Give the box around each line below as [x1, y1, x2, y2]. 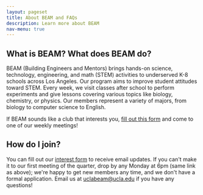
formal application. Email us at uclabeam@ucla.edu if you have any [6, 175, 175, 182]
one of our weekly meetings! [6, 122, 78, 129]
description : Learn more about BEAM [6, 20, 99, 26]
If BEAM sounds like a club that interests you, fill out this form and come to [6, 115, 194, 122]
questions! [6, 181, 33, 189]
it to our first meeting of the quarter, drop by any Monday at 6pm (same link [6, 162, 196, 169]
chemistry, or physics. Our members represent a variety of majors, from [6, 97, 187, 104]
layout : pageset [6, 9, 48, 15]
